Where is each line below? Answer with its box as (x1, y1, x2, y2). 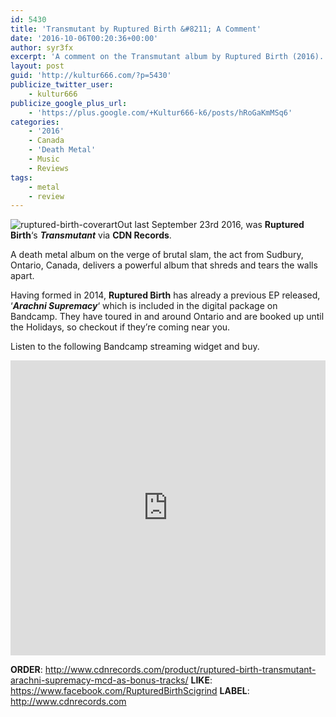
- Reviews (28, 163, 70, 173)
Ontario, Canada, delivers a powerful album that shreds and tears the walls (10, 259, 318, 271)
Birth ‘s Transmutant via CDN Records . (10, 229, 172, 241)
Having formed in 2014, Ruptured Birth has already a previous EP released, (10, 289, 321, 301)
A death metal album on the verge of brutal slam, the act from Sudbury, (10, 249, 304, 261)
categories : (10, 117, 60, 127)
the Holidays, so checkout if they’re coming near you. (10, 321, 231, 333)
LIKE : (190, 674, 213, 686)
